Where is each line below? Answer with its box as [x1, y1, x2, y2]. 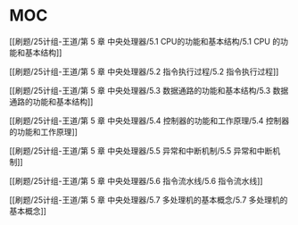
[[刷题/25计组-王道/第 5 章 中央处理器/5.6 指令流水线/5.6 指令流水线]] [9, 175, 263, 186]
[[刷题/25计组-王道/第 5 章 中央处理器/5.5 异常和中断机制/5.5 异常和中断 [9, 145, 273, 156]
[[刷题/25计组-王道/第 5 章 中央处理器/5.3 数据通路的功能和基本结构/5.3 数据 [9, 85, 289, 96]
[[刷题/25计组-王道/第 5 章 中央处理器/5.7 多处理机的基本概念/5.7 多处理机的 [9, 194, 288, 205]
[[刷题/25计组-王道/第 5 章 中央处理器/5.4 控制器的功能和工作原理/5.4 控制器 [9, 115, 290, 126]
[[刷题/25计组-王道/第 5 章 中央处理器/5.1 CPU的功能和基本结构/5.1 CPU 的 [9, 36, 281, 46]
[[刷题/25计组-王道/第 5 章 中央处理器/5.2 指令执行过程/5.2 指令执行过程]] [9, 66, 279, 77]
